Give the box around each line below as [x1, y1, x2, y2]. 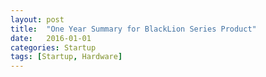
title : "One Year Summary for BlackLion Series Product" [10, 24, 257, 34]
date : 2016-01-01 [10, 33, 92, 43]
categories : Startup [10, 42, 97, 53]
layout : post [10, 14, 65, 25]
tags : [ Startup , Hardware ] [10, 52, 123, 62]
